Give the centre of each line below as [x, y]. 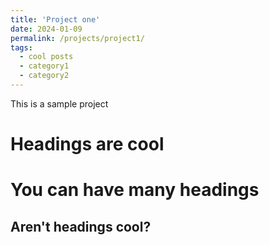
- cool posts [46, 57]
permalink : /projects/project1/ [77, 38]
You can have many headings [135, 190]
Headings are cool [87, 144]
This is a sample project [59, 103]
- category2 [44, 76]
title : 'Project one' [55, 19]
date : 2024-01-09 [46, 29]
